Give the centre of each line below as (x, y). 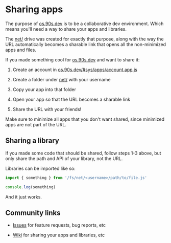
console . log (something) (31, 187)
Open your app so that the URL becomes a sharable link (71, 99)
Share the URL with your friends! (47, 109)
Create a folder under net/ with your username (62, 79)
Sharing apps (34, 9)
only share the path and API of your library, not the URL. (64, 158)
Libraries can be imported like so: (40, 168)
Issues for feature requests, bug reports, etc (59, 225)
